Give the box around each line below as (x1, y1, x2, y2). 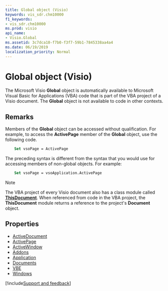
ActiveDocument (12, 233, 48, 239)
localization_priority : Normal (5, 49, 71, 54)
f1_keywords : (5, 17, 33, 22)
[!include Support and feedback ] (5, 280, 71, 286)
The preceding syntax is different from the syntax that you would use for (5, 156, 155, 162)
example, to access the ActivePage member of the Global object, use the (5, 131, 157, 137)
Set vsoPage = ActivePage (14, 147, 69, 152)
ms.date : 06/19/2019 (5, 45, 49, 50)
